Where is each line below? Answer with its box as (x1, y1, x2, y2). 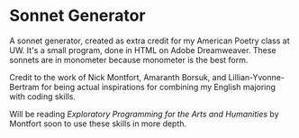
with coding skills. (9, 91, 77, 102)
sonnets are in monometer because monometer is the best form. (9, 54, 249, 65)
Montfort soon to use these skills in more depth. (9, 118, 187, 129)
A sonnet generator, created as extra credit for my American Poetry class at (9, 35, 290, 46)
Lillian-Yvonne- (228, 71, 285, 82)
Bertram (9, 81, 40, 92)
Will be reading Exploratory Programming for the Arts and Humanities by (9, 108, 279, 119)
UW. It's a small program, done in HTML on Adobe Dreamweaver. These (9, 44, 276, 55)
